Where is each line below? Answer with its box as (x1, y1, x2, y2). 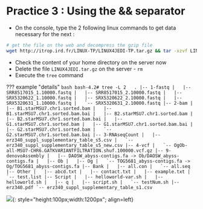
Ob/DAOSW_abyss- (138, 152, 180, 159)
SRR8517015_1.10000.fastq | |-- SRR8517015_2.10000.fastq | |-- (6, 89, 182, 96)
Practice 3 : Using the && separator (6, 4, 185, 18)
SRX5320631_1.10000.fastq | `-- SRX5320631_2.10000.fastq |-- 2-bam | (6, 100, 193, 106)
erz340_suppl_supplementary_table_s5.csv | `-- (6, 137, 134, 143)
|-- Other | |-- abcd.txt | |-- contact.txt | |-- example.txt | (6, 169, 190, 175)
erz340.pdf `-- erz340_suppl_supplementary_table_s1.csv (6, 184, 153, 190)
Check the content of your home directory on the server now (14, 58, 167, 66)
